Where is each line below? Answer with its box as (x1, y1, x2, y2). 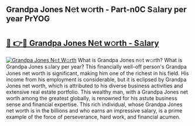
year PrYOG (6, 14, 50, 24)
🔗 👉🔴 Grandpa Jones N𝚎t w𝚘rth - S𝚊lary (6, 38, 159, 48)
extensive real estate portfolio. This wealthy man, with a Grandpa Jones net (6, 88, 189, 96)
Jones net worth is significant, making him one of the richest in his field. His (6, 70, 189, 77)
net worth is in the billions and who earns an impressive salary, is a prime (6, 107, 183, 114)
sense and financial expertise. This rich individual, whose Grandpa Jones (6, 101, 183, 108)
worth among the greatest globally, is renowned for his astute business (6, 95, 177, 101)
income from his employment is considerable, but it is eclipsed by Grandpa (6, 76, 187, 83)
